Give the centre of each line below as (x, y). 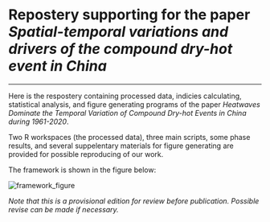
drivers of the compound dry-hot (121, 49)
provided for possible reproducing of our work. (86, 154)
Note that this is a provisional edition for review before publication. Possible (134, 201)
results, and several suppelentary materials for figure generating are (121, 146)
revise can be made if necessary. (63, 209)
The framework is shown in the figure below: (82, 170)
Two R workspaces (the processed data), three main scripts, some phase (129, 137)
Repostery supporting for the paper (129, 15)
